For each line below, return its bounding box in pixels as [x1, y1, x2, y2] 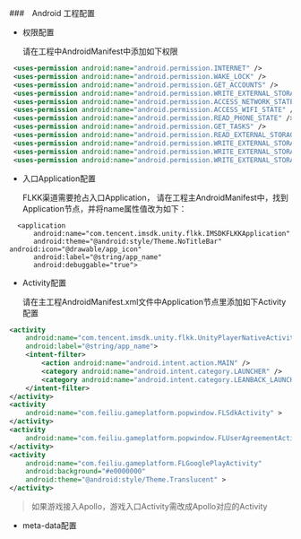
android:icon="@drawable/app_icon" [9, 245, 142, 254]
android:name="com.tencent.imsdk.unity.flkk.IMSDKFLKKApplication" [32, 229, 291, 238]
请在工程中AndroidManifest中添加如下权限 [21, 46, 178, 57]
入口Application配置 [21, 173, 97, 184]
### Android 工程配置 [9, 8, 96, 18]
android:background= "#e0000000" [25, 467, 146, 476]
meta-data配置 [21, 520, 78, 531]
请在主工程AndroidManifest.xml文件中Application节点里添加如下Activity [21, 296, 287, 307]
